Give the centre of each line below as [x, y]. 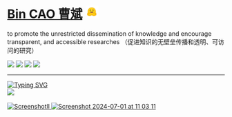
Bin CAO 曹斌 [45, 14]
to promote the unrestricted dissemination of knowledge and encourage [109, 33]
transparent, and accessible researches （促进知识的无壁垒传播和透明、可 [113, 41]
